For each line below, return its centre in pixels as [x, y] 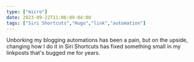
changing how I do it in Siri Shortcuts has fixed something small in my [94, 46]
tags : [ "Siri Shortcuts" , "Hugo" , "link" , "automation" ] [76, 23]
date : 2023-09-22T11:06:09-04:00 [49, 17]
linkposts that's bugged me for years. [53, 53]
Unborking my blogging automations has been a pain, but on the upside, [97, 40]
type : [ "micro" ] [27, 12]
